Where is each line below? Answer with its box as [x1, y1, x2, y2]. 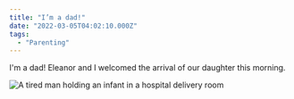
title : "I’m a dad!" [9, 12, 87, 22]
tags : [9, 29, 29, 38]
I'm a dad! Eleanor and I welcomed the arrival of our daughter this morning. [9, 62, 286, 73]
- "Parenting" [17, 37, 70, 47]
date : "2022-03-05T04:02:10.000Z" [9, 21, 139, 30]
